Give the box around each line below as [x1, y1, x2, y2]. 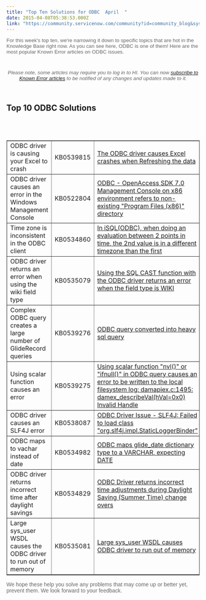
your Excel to [10, 157, 48, 165]
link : [6, 20, 20, 26]
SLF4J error [10, 426, 45, 435]
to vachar [10, 444, 38, 453]
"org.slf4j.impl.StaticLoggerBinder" [97, 426, 198, 435]
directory [97, 209, 124, 218]
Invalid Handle [97, 400, 139, 409]
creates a [10, 321, 37, 329]
